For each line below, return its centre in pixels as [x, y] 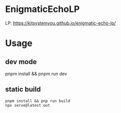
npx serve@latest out [28, 105]
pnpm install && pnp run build [38, 101]
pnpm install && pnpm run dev [36, 73]
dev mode [21, 62]
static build [23, 89]
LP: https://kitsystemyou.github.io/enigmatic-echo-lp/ [60, 23]
